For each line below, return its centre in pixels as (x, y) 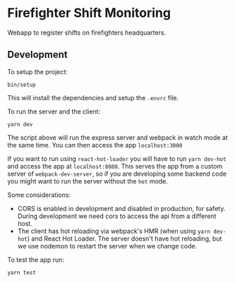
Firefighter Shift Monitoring (89, 13)
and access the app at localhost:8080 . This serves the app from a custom (115, 166)
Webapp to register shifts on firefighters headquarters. (87, 32)
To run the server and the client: (54, 112)
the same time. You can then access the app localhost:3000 (95, 145)
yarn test (22, 272)
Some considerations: (39, 195)
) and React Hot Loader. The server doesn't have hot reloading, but (125, 239)
